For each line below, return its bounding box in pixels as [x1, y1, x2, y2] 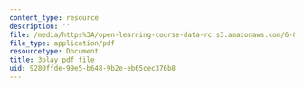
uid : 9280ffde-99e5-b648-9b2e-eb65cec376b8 [9, 64, 176, 73]
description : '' [9, 22, 71, 31]
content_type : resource [9, 13, 100, 23]
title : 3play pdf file [9, 55, 95, 64]
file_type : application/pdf [9, 38, 116, 48]
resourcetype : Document [9, 47, 100, 56]
